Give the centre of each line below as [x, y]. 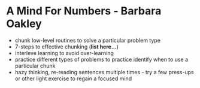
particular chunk [35, 66]
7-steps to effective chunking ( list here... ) [66, 47]
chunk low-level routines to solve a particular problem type [87, 40]
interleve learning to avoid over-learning [64, 53]
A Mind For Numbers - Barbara [84, 11]
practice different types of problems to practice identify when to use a [101, 59]
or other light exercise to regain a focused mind [73, 78]
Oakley [24, 24]
